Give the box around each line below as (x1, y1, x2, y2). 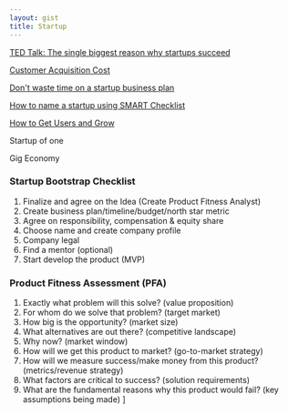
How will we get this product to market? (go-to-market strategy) (22, 346, 263, 357)
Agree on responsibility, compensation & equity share (22, 215, 224, 226)
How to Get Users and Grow (9, 117, 116, 128)
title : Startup (9, 22, 67, 31)
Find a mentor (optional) (22, 244, 114, 255)
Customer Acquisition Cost (9, 65, 111, 76)
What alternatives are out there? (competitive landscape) (22, 327, 237, 338)
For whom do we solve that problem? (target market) (22, 307, 221, 318)
